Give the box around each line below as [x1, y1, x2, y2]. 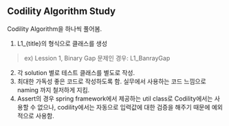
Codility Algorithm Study [7, 6, 116, 17]
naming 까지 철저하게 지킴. [17, 85, 90, 94]
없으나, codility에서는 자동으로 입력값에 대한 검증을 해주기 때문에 [37, 103, 210, 111]
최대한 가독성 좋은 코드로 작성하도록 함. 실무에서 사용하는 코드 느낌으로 [17, 77, 206, 85]
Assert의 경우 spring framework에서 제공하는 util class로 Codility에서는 [17, 94, 213, 103]
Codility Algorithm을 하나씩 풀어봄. [7, 24, 102, 33]
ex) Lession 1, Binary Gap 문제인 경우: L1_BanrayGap [23, 54, 171, 62]
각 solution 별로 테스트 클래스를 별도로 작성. [17, 68, 135, 76]
